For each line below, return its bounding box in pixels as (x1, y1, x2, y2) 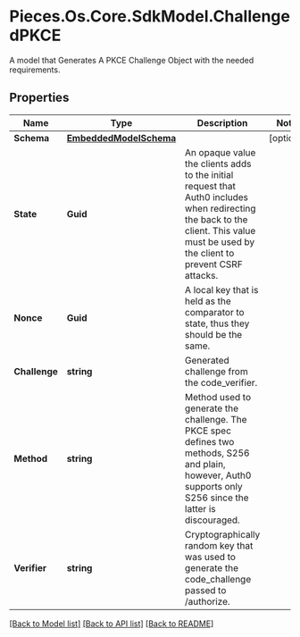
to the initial (184, 168, 234, 180)
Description (196, 116, 248, 129)
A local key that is (184, 283, 259, 296)
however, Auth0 (184, 469, 252, 482)
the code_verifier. (184, 376, 258, 389)
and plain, (184, 457, 226, 470)
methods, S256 (184, 447, 250, 459)
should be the (184, 328, 243, 340)
